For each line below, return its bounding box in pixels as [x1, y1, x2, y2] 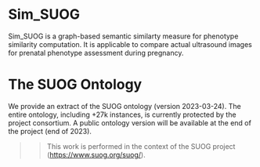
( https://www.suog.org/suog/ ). [46, 150, 146, 159]
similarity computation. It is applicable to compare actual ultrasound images [8, 39, 252, 49]
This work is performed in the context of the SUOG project [46, 141, 236, 151]
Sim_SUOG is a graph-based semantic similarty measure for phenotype [8, 31, 239, 41]
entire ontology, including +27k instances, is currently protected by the [8, 110, 237, 119]
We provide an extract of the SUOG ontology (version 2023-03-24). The [8, 101, 241, 111]
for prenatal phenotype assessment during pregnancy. [8, 48, 184, 57]
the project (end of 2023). [8, 126, 92, 136]
